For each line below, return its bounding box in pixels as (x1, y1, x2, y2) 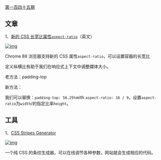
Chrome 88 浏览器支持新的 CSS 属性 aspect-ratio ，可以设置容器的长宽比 (5, 53, 150, 59)
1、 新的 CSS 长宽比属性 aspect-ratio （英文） (5, 33, 95, 39)
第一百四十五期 (5, 4, 35, 10)
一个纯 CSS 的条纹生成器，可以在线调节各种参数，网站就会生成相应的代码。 (5, 149, 156, 155)
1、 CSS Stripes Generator (5, 130, 57, 136)
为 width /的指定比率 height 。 (15, 100, 71, 106)
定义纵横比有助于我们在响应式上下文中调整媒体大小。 (5, 64, 111, 69)
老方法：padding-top (5, 74, 47, 80)
